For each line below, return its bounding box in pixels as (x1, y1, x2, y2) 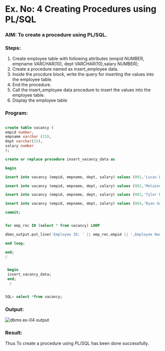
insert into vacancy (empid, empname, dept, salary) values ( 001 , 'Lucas (5, 174, 157, 180)
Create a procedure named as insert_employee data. (12, 66, 119, 72)
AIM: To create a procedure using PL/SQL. (5, 31, 107, 38)
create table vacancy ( (5, 125, 54, 130)
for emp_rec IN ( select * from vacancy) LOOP (5, 223, 100, 228)
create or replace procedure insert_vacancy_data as (5, 157, 115, 162)
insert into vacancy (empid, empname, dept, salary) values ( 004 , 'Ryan (5, 201, 155, 206)
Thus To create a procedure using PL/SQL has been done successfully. (5, 340, 149, 347)
